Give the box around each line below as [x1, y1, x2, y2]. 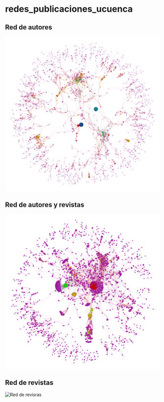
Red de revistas [5, 378, 54, 387]
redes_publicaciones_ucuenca [5, 3, 133, 15]
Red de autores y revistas [5, 201, 84, 209]
